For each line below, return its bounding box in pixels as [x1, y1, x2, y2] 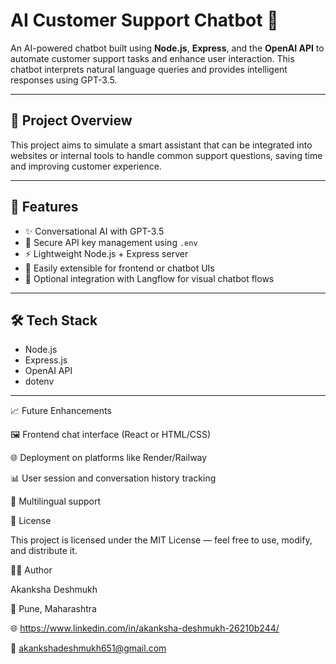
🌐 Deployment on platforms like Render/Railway [10, 452, 208, 464]
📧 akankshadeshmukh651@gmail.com [10, 642, 167, 654]
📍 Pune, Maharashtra [10, 603, 97, 615]
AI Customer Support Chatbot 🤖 [10, 9, 279, 32]
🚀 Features [10, 199, 79, 216]
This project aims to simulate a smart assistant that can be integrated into [10, 139, 313, 151]
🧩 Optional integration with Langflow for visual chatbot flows [24, 272, 275, 284]
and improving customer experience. [10, 160, 162, 172]
